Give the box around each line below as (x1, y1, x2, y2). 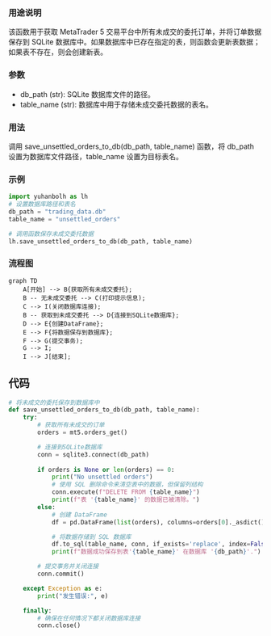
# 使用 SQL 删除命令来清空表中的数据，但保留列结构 (51, 481, 203, 489)
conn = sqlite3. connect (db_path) (37, 450, 150, 458)
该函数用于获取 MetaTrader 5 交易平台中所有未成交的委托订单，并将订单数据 (8, 27, 262, 37)
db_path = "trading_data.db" (8, 208, 106, 216)
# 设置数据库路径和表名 (8, 200, 77, 208)
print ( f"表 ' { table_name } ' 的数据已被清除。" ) (51, 495, 200, 504)
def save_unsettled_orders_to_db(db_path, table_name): (8, 406, 200, 414)
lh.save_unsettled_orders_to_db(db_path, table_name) (8, 237, 194, 246)
